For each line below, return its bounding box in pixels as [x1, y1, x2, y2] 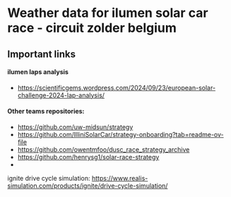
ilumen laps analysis [7, 68, 69, 76]
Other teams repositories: [7, 107, 85, 116]
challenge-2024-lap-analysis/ [17, 90, 105, 100]
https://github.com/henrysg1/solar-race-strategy [17, 153, 160, 161]
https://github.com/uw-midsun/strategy [17, 122, 134, 131]
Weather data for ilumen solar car [7, 5, 208, 21]
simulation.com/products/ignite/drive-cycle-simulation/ [7, 181, 168, 190]
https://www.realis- [91, 174, 148, 182]
